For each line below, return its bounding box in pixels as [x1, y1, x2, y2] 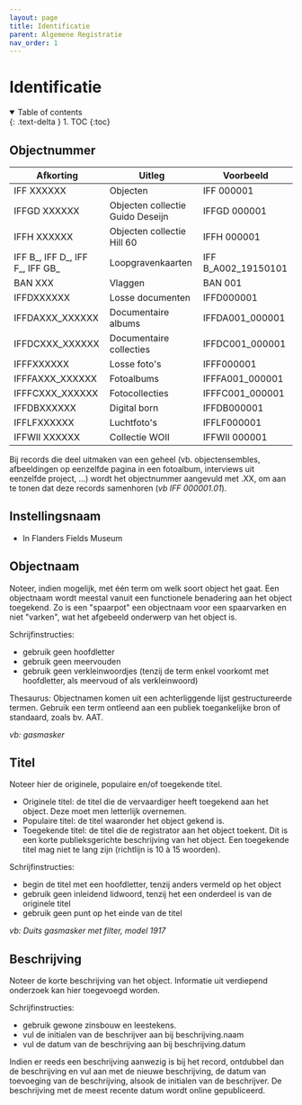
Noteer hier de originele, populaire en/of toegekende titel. [9, 779, 223, 790]
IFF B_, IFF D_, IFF [13, 251, 88, 263]
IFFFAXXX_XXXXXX [13, 373, 97, 385]
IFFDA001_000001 [202, 312, 286, 324]
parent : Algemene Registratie [9, 30, 123, 39]
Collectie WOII [109, 431, 171, 443]
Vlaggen [109, 276, 146, 289]
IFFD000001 [202, 292, 258, 303]
